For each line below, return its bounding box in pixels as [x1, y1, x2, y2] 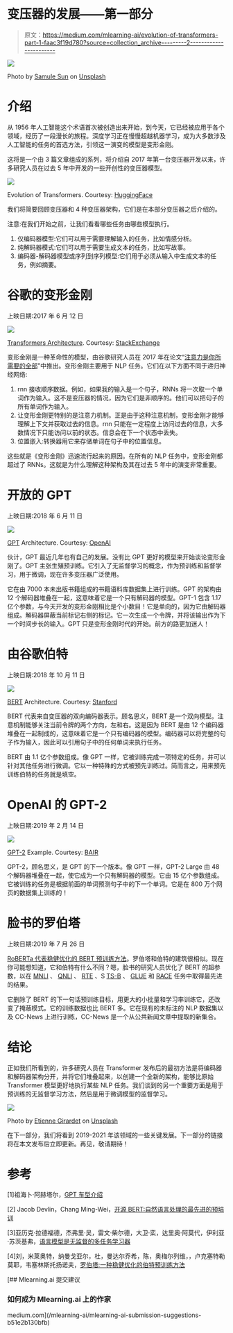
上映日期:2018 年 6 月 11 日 [7, 511, 83, 520]
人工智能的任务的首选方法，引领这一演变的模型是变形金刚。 [7, 140, 178, 148]
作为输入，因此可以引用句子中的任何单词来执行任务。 [12, 738, 165, 746]
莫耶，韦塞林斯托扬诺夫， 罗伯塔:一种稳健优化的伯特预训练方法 [7, 1261, 186, 1269]
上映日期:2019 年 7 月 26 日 [7, 940, 85, 948]
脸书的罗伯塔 [7, 915, 81, 931]
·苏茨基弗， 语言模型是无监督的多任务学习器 [7, 1237, 131, 1246]
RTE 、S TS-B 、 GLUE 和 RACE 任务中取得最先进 [81, 971, 223, 980]
